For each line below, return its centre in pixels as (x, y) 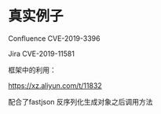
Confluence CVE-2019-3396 (54, 38)
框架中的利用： (32, 70)
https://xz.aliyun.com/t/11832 (55, 85)
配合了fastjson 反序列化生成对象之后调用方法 (80, 101)
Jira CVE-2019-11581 (41, 53)
